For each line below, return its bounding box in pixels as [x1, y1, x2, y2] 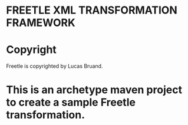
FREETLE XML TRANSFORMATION [6, 4, 178, 17]
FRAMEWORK [6, 16, 75, 29]
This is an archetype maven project [6, 83, 183, 97]
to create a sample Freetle [6, 96, 136, 109]
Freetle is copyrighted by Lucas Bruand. [6, 63, 103, 70]
